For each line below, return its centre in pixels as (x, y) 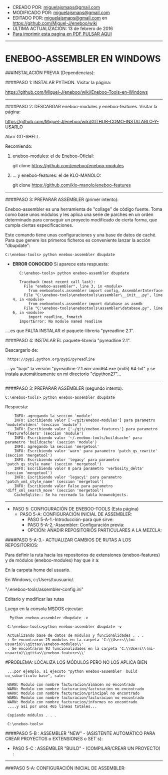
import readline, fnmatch (55, 317)
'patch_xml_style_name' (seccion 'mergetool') (54, 481)
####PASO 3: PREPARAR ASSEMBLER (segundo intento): (64, 388)
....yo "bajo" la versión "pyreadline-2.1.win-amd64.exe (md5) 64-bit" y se (80, 368)
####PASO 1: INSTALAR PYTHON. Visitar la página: (58, 82)
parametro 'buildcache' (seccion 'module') (51, 442)
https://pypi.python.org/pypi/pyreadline (51, 359)
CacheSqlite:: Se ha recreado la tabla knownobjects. (71, 495)
